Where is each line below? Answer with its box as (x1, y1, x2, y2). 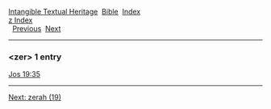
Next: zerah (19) (8, 92, 62, 103)
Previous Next (11, 24, 61, 33)
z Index (8, 15, 33, 25)
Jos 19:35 (8, 70, 41, 79)
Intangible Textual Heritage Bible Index (8, 7, 141, 16)
